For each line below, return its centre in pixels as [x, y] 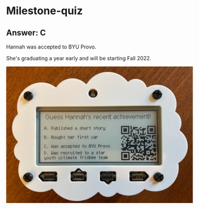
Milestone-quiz [44, 11]
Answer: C [26, 33]
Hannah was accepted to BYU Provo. [51, 47]
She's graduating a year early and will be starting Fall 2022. [79, 58]
